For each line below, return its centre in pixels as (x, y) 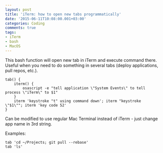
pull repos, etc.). (22, 70)
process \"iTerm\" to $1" (31, 92)
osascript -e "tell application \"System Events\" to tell (84, 88)
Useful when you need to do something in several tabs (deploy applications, (82, 65)
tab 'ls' (14, 147)
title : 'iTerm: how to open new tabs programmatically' (63, 14)
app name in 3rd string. (29, 124)
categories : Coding (25, 23)
